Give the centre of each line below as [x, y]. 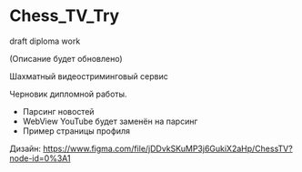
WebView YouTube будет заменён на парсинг [110, 121]
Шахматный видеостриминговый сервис [89, 76]
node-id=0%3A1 [40, 158]
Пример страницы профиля [76, 131]
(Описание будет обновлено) [66, 58]
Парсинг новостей [58, 111]
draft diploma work [45, 41]
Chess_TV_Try [65, 16]
